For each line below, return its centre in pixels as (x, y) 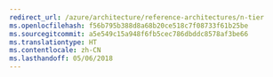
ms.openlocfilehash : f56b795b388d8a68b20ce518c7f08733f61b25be (129, 26)
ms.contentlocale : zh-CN (55, 50)
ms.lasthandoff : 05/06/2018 (61, 58)
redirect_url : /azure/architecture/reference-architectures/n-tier (137, 17)
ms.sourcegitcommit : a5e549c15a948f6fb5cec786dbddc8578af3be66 (129, 34)
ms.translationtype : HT (53, 42)
